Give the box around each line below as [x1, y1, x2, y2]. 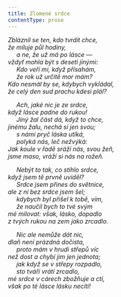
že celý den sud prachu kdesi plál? [8, 87, 107, 96]
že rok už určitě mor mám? [16, 72, 93, 80]
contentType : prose [8, 17, 64, 24]
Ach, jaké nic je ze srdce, [16, 100, 89, 109]
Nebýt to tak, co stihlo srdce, [16, 165, 99, 174]
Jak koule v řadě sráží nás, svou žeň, [8, 145, 115, 153]
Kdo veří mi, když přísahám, [16, 65, 96, 73]
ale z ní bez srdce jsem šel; [8, 188, 86, 196]
